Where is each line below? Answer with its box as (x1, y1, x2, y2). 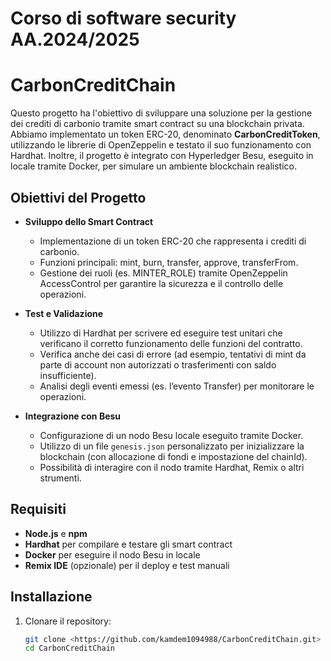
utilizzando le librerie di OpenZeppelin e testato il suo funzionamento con (10, 139, 312, 151)
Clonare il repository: (24, 615, 112, 627)
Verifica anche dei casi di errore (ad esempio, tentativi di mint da (39, 348, 307, 360)
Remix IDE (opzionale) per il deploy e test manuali (24, 559, 230, 571)
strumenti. (39, 472, 82, 484)
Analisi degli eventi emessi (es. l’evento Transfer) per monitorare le (39, 380, 315, 392)
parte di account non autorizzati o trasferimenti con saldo (39, 358, 277, 371)
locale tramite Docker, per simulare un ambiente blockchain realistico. (10, 160, 298, 172)
